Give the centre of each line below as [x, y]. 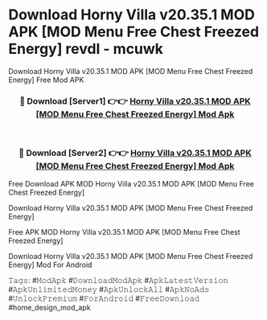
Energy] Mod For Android [50, 265]
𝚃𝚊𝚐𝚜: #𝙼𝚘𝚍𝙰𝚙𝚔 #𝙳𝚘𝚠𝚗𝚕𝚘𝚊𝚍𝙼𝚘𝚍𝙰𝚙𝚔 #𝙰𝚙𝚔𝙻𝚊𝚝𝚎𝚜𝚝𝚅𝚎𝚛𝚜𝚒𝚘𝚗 [119, 280]
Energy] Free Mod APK [46, 80]
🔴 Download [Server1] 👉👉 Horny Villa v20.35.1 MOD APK [135, 101]
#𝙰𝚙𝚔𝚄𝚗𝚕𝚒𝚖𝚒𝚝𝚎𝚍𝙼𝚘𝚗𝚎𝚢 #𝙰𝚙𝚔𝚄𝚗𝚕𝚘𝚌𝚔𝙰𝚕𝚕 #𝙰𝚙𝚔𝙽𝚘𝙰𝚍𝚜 [109, 289]
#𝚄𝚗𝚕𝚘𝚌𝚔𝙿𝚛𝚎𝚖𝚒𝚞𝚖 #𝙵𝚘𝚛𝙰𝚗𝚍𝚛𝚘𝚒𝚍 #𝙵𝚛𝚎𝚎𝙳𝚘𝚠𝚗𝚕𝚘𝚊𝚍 [104, 298]
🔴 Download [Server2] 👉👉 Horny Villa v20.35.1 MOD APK [135, 153]
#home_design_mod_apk [49, 307]
